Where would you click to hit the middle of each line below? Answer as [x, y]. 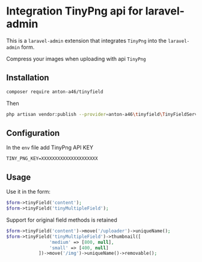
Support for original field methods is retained [62, 220]
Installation [28, 78]
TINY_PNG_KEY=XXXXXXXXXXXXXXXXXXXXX [52, 159]
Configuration [33, 133]
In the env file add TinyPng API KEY [50, 148]
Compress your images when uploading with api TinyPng [76, 59]
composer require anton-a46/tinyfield [55, 92]
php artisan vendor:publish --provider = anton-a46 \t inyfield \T [86, 114]
